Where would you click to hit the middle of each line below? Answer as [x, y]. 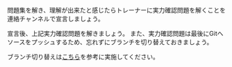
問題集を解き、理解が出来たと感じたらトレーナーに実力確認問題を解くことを [117, 10]
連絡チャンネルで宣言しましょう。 [56, 19]
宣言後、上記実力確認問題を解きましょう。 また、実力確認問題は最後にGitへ [115, 33]
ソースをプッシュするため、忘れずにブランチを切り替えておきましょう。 [110, 42]
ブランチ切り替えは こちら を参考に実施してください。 [83, 57]
